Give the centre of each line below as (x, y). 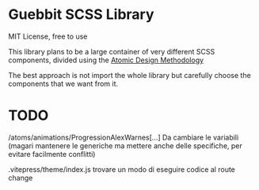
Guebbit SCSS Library (81, 15)
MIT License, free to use (48, 36)
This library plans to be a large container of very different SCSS (112, 51)
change (21, 177)
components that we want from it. (63, 84)
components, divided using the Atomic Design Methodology (106, 60)
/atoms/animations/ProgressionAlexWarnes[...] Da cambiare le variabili (124, 137)
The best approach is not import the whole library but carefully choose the (129, 75)
